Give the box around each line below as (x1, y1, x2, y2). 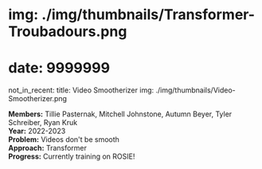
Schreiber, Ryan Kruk (8, 118, 78, 128)
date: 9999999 (8, 59, 110, 77)
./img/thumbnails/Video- (154, 85, 237, 95)
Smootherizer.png (8, 94, 68, 104)
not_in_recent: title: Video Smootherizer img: (8, 85, 154, 95)
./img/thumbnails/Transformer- (41, 6, 256, 24)
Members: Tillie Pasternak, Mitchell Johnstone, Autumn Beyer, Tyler (8, 109, 233, 119)
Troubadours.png (8, 22, 127, 41)
